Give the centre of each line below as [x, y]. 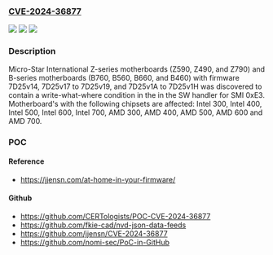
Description [32, 51]
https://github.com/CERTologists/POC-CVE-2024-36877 [115, 216]
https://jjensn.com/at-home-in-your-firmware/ [98, 179]
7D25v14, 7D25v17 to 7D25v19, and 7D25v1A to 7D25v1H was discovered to [135, 86]
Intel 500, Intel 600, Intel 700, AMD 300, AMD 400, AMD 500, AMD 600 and [136, 112]
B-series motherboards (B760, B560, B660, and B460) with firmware [124, 77]
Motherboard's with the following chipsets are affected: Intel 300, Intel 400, [135, 103]
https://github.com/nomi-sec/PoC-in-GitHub [95, 242]
